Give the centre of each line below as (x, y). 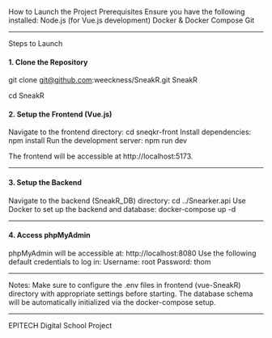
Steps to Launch (36, 43)
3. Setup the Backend (45, 182)
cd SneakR (26, 95)
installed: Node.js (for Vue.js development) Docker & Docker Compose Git (132, 20)
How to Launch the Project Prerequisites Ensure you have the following (127, 12)
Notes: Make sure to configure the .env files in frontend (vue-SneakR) (125, 285)
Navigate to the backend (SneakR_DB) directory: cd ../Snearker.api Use (127, 201)
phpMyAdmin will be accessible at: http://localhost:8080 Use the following (132, 253)
